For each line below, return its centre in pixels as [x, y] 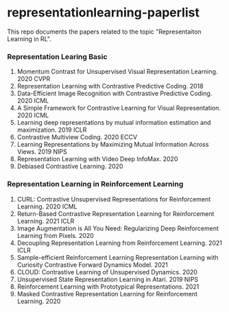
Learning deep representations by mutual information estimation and [114, 123]
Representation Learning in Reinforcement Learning [95, 184]
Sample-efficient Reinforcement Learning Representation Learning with [118, 257]
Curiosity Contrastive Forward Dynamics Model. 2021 [92, 265]
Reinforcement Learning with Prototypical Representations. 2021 [108, 287]
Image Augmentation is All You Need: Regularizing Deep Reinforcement [118, 228]
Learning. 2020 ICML [47, 206]
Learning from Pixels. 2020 [55, 235]
